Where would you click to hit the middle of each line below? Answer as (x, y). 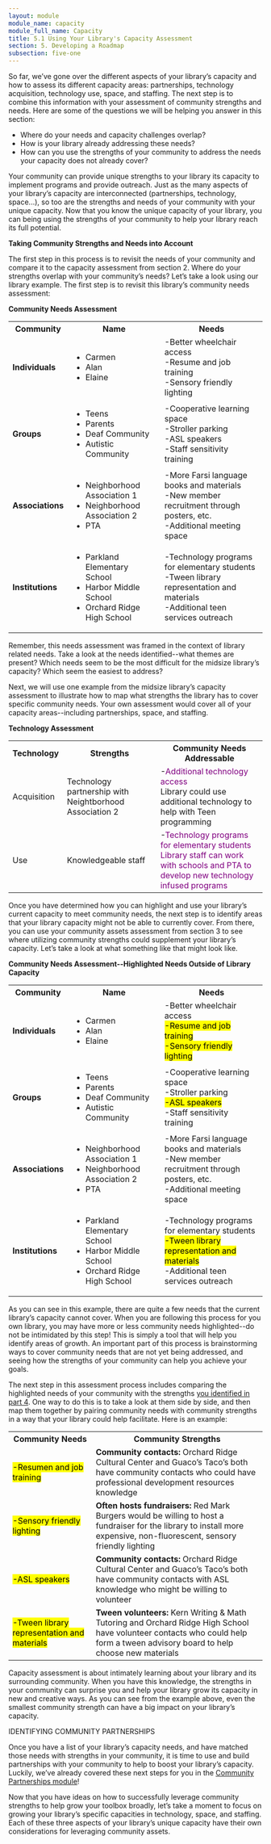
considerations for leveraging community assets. (90, 1831)
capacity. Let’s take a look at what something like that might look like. (123, 948)
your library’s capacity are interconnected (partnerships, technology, (122, 193)
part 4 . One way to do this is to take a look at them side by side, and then (130, 1402)
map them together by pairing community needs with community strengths (133, 1410)
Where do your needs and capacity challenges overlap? (113, 135)
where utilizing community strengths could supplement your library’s (122, 940)
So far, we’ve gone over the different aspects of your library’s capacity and (132, 76)
